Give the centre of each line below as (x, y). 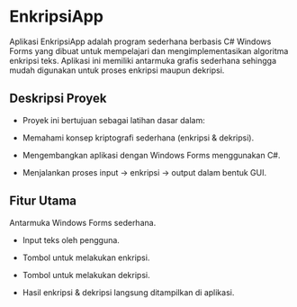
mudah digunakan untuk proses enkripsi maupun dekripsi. (117, 70)
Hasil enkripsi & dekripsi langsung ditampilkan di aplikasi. (128, 292)
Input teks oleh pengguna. (71, 239)
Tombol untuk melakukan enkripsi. (86, 257)
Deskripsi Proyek (58, 99)
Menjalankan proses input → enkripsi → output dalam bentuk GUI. (144, 172)
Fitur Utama (43, 201)
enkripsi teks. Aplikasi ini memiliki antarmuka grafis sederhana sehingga (143, 60)
